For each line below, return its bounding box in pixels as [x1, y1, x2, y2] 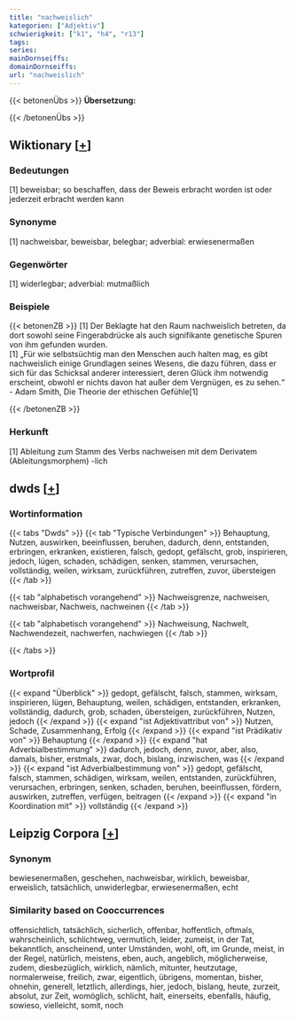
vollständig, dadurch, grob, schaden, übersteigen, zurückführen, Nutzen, [9, 706, 276, 717]
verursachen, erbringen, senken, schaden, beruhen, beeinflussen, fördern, [9, 782, 282, 792]
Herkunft [9, 426, 49, 439]
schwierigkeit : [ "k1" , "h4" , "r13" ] [9, 29, 145, 38]
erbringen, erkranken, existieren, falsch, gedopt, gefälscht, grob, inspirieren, [9, 547, 288, 557]
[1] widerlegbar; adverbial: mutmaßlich [9, 278, 150, 289]
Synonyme [9, 216, 58, 229]
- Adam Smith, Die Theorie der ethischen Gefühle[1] [9, 386, 199, 397]
